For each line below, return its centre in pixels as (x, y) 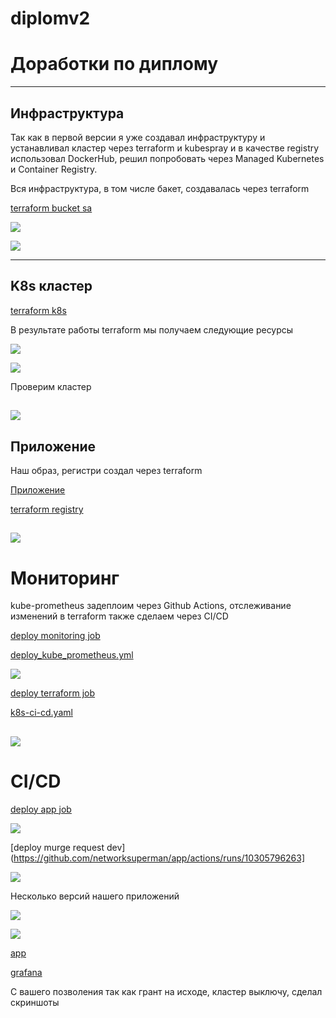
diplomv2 (50, 18)
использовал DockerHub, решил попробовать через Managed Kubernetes (167, 158)
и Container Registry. (54, 169)
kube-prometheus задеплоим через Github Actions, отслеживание (151, 606)
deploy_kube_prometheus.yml (72, 655)
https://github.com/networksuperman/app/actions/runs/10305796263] (159, 858)
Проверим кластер (51, 386)
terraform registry (47, 509)
